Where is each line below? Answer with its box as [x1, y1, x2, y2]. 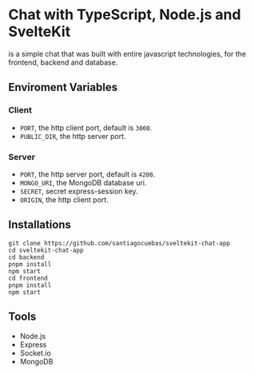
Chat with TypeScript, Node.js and [8, 6, 241, 24]
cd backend [8, 253, 45, 261]
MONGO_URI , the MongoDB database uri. [19, 177, 147, 187]
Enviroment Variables [8, 81, 118, 94]
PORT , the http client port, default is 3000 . [19, 122, 153, 133]
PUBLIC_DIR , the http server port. [19, 131, 126, 141]
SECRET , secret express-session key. [19, 186, 138, 196]
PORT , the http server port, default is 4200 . [19, 169, 156, 179]
